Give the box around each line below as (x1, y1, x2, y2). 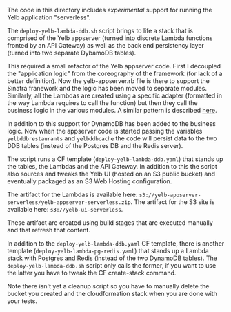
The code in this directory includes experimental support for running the (7, 6, 212, 14)
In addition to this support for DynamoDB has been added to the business (7, 120, 216, 127)
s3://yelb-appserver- (139, 192, 201, 199)
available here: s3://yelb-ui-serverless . (7, 205, 123, 213)
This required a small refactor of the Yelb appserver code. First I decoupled (7, 62, 221, 70)
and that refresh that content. (7, 226, 91, 234)
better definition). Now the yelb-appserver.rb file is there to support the (7, 77, 210, 85)
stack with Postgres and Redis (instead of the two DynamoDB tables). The (7, 254, 217, 262)
